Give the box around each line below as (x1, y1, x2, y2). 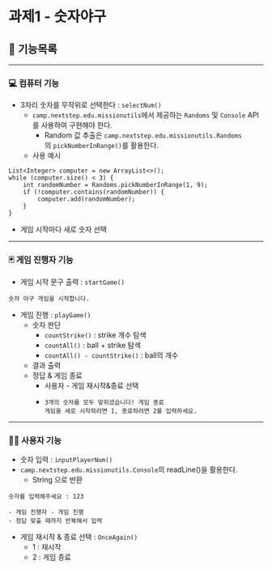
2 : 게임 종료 (32, 552, 71, 562)
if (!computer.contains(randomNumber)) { (23, 188, 164, 197)
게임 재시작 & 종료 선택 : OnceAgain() (19, 532, 138, 541)
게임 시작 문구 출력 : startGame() (19, 277, 125, 287)
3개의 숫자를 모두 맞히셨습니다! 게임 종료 (44, 398, 164, 406)
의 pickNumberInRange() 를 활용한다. (44, 141, 159, 151)
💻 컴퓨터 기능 (8, 78, 59, 89)
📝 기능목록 (8, 42, 58, 56)
